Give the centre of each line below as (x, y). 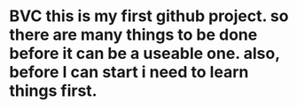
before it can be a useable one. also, (145, 54)
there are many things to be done (133, 35)
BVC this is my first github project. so (149, 16)
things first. (53, 91)
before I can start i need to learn (129, 73)
